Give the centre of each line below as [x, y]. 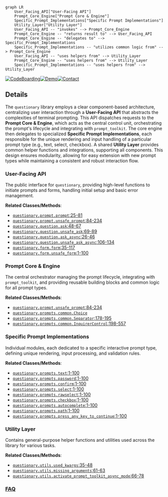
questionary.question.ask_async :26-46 [53, 237]
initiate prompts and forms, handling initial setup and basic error [72, 190]
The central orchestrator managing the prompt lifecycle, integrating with [80, 277]
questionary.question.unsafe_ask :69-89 [55, 232]
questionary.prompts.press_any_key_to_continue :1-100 [70, 416]
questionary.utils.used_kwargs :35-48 [52, 465]
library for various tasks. [31, 445]
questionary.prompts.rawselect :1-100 [51, 394]
